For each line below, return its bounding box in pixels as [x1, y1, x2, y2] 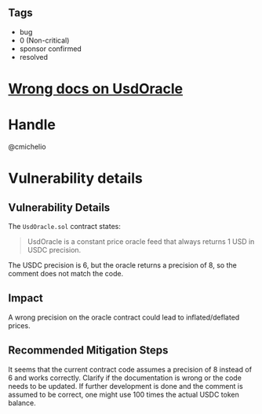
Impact [8, 291, 43, 305]
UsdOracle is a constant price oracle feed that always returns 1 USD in [27, 236, 255, 246]
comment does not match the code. [8, 268, 124, 278]
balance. [8, 397, 37, 408]
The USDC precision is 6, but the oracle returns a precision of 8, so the [8, 260, 237, 270]
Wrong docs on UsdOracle [8, 80, 184, 98]
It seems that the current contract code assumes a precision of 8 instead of [8, 364, 253, 374]
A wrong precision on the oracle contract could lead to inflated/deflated [8, 312, 240, 322]
